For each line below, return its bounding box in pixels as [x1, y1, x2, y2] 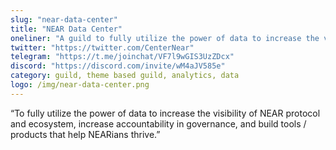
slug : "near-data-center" [10, 14, 118, 25]
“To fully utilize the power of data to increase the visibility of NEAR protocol [10, 107, 321, 119]
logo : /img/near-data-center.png [10, 80, 150, 90]
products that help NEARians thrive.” [10, 128, 161, 140]
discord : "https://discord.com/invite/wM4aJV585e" [10, 61, 226, 71]
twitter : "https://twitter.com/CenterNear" [10, 42, 195, 53]
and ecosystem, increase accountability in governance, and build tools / [10, 117, 307, 130]
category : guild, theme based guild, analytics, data [10, 71, 240, 81]
